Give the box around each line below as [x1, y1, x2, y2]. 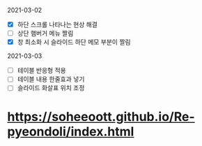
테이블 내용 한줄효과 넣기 [17, 75, 85, 83]
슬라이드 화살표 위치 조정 [17, 84, 85, 92]
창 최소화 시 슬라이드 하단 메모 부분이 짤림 [17, 38, 131, 46]
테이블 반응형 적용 [17, 66, 66, 75]
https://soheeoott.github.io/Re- [7, 108, 195, 124]
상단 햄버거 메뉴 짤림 [17, 29, 74, 38]
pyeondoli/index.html [7, 124, 134, 139]
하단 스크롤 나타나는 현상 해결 [17, 20, 98, 29]
